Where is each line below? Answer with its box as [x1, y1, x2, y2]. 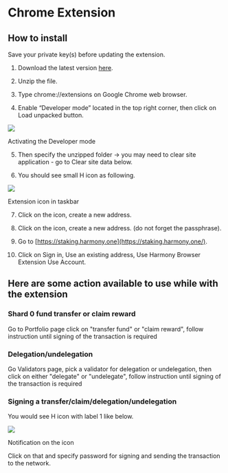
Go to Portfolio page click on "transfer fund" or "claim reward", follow [8, 324, 204, 333]
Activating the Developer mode [8, 137, 95, 145]
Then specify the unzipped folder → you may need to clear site [17, 151, 196, 159]
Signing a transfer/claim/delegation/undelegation [8, 397, 177, 406]
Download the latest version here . [17, 64, 113, 71]
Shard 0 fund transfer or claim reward [8, 309, 136, 319]
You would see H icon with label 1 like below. [8, 412, 134, 421]
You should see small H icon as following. [17, 171, 136, 179]
